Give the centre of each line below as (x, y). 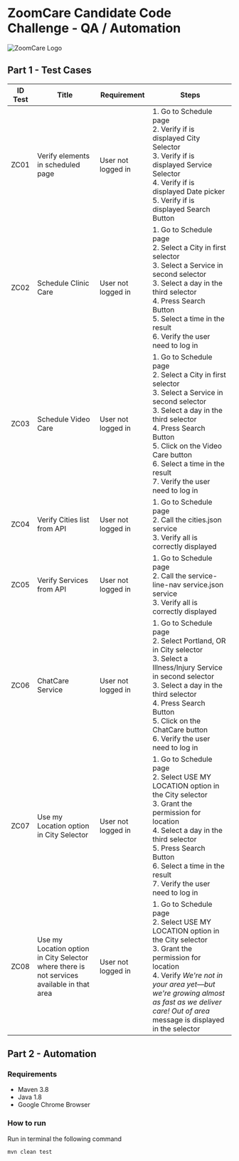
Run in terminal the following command (65, 1139)
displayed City (176, 138)
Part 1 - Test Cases (50, 70)
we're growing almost (189, 993)
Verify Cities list (63, 520)
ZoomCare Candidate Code (90, 13)
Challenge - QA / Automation (94, 28)
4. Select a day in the (187, 830)
